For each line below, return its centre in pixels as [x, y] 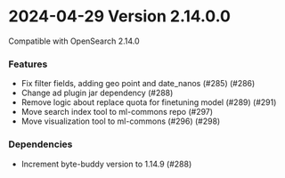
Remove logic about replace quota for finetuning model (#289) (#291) [149, 102]
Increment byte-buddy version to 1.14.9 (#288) [106, 164]
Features [28, 64]
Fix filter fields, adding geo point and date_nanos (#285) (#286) [138, 84]
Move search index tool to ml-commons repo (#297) [117, 112]
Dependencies [41, 144]
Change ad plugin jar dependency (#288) [97, 93]
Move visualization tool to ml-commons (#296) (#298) [121, 121]
